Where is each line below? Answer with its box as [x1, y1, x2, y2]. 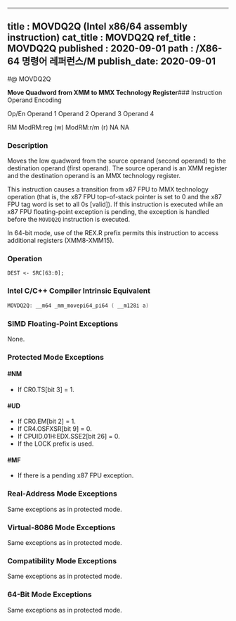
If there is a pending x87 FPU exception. [17, 471, 134, 479]
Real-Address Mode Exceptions [7, 489, 117, 498]
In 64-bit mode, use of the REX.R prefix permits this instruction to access [7, 229, 219, 237]
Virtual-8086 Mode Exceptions [7, 522, 116, 532]
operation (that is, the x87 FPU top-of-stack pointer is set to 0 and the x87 [7, 193, 223, 201]
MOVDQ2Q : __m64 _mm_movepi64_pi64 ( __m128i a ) [7, 302, 150, 309]
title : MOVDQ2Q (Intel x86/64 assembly [7, 20, 188, 32]
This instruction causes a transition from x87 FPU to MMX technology [7, 185, 209, 194]
